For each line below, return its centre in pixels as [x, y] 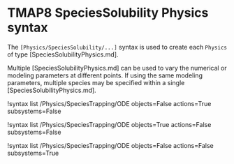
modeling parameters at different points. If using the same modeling [105, 75]
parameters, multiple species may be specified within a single [96, 82]
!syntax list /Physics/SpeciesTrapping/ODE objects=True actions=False [109, 124]
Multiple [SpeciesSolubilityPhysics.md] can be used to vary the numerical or [117, 68]
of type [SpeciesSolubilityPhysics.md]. [63, 54]
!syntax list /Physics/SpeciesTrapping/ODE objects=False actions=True [109, 103]
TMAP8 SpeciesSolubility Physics [108, 13]
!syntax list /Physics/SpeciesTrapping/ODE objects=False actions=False [111, 145]
